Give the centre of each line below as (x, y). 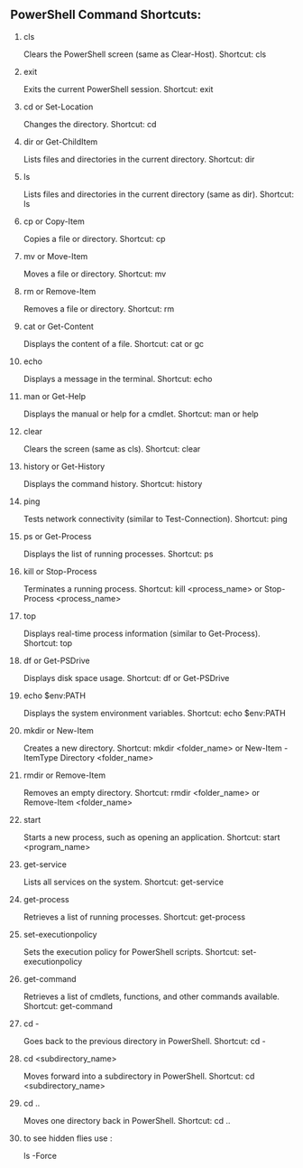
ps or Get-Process (57, 536)
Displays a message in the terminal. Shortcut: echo (118, 378)
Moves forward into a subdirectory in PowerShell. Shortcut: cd (139, 1076)
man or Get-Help (55, 396)
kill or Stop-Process (60, 571)
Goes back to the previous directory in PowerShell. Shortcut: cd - (144, 1041)
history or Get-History (64, 466)
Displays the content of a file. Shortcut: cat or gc (114, 343)
